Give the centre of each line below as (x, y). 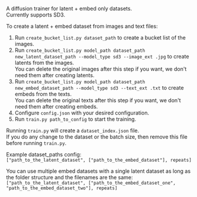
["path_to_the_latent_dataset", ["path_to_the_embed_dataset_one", (91, 183)
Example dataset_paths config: (44, 155)
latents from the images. (44, 63)
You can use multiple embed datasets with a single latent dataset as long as (98, 171)
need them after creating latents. (54, 75)
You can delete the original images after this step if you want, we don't (101, 69)
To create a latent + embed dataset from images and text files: (82, 26)
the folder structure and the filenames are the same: (70, 177)
